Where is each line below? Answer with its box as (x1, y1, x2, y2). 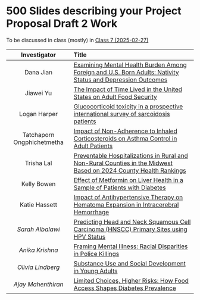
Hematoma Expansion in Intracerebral (73, 201, 179, 209)
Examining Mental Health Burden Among (73, 61, 187, 69)
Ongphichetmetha (13, 138, 64, 146)
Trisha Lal (24, 159, 52, 167)
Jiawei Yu (24, 89, 52, 97)
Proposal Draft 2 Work (6, 17, 118, 30)
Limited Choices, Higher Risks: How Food (73, 276, 189, 285)
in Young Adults (73, 267, 118, 275)
